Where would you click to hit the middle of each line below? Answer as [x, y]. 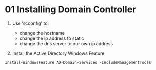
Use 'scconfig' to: [30, 23]
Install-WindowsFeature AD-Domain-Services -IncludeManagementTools [78, 62]
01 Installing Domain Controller [70, 9]
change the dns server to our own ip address [66, 43]
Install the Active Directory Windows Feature [58, 53]
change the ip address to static [52, 38]
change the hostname [42, 33]
